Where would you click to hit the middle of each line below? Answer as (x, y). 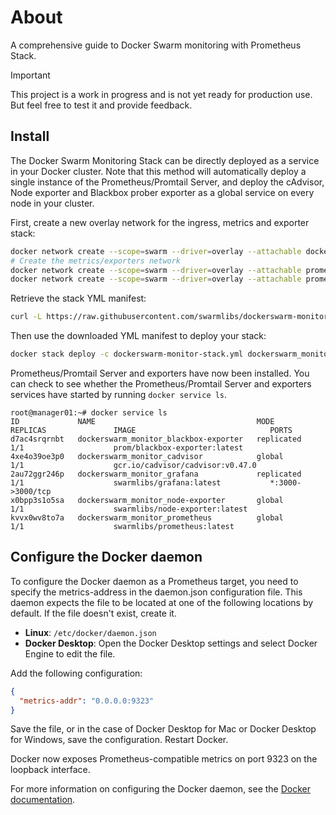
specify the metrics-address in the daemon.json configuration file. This (156, 592)
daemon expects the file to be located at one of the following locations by (162, 602)
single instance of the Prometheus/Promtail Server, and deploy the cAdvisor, (167, 182)
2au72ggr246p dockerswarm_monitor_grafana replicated (156, 474)
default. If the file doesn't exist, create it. (93, 613)
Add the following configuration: (76, 673)
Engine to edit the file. (70, 653)
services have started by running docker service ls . (119, 394)
